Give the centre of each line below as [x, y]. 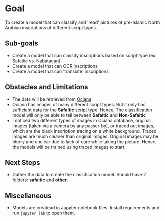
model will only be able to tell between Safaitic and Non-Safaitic [79, 115]
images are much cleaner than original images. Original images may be [85, 136]
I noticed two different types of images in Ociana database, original [81, 120]
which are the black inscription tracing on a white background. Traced [84, 131]
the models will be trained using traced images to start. [69, 147]
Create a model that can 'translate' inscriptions [60, 71]
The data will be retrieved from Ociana [52, 99]
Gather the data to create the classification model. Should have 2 [79, 175]
